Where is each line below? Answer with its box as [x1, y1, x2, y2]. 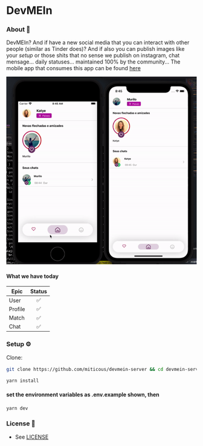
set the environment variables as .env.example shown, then [6, 391, 159, 398]
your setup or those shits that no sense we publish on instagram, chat [6, 52, 180, 59]
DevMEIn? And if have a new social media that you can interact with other [6, 39, 190, 46]
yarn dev [6, 405, 28, 412]
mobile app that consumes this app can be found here [6, 65, 141, 72]
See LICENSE [14, 433, 49, 441]
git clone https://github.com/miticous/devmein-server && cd [6, 366, 164, 372]
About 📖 [6, 25, 31, 34]
